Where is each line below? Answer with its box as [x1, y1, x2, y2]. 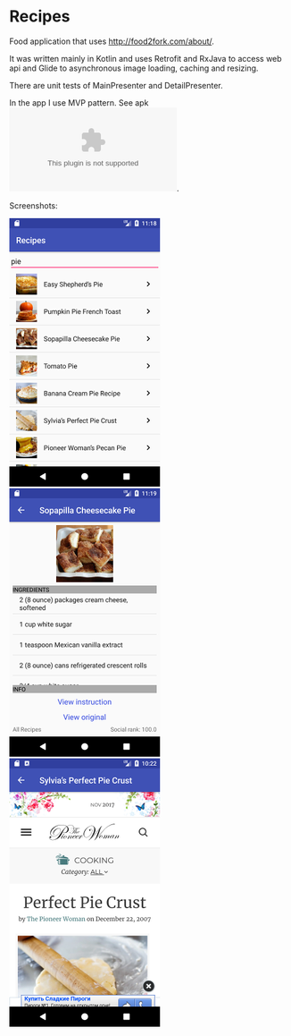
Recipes [9, 6, 71, 27]
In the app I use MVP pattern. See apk [9, 97, 149, 108]
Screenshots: [9, 200, 58, 211]
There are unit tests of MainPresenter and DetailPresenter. [9, 80, 223, 90]
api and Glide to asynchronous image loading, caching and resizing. [9, 63, 259, 73]
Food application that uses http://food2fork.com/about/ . [9, 36, 214, 47]
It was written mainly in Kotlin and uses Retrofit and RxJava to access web [9, 53, 283, 64]
